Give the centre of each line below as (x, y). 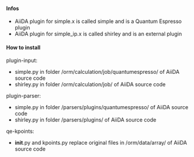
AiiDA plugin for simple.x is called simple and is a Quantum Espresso (98, 21)
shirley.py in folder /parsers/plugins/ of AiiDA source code (85, 120)
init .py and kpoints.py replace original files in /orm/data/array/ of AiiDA (101, 143)
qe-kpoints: (20, 131)
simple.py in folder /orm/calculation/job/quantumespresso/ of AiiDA (97, 72)
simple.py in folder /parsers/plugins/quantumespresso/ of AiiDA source (101, 107)
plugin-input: (22, 60)
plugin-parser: (24, 96)
